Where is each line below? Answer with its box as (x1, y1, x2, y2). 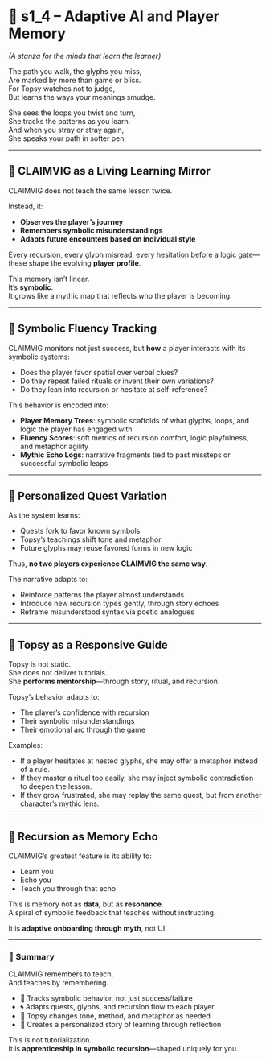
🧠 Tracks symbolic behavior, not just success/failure (19, 993, 193, 1003)
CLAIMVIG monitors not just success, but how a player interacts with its (8, 343, 246, 353)
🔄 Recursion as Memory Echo (8, 829, 158, 844)
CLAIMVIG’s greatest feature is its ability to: (8, 851, 153, 861)
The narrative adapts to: (8, 575, 88, 584)
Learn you (19, 867, 54, 876)
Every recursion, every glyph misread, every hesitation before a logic (8, 250, 237, 259)
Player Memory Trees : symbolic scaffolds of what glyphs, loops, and (19, 415, 250, 425)
